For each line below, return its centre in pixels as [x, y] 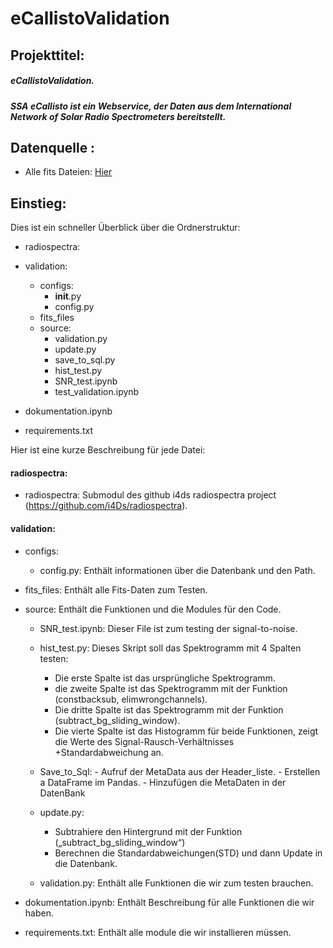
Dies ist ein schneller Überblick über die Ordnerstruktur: [125, 228]
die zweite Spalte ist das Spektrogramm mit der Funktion [171, 688]
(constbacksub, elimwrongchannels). [131, 699]
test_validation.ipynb [97, 392]
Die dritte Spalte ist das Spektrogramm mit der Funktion [169, 709]
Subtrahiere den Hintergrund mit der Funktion [148, 831]
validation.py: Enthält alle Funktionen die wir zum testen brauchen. [176, 883]
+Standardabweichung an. [109, 752]
